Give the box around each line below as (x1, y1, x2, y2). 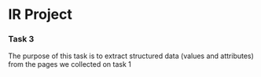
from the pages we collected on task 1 (8, 60, 131, 69)
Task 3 (8, 34, 35, 45)
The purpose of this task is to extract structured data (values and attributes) (8, 51, 254, 60)
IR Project (8, 5, 72, 24)
